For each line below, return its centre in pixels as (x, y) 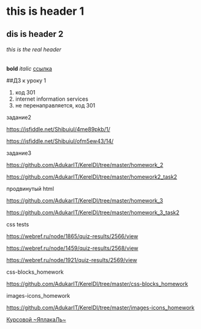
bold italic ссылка (29, 68)
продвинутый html (30, 188)
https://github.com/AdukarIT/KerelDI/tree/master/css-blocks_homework (97, 284)
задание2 (19, 117)
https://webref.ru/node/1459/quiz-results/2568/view (73, 248)
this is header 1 (45, 11)
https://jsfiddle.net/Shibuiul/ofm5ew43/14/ (60, 141)
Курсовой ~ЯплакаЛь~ (36, 319)
